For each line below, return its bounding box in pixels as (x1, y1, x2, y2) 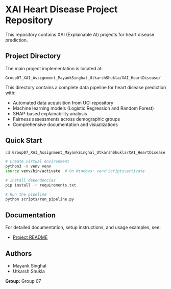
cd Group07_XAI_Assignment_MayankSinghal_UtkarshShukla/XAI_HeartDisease (5, 150, 166, 155)
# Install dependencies (5, 178, 56, 183)
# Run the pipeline (5, 192, 47, 197)
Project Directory (5, 52, 61, 60)
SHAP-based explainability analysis (12, 110, 87, 116)
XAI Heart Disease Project (5, 4, 118, 15)
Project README (12, 234, 48, 240)
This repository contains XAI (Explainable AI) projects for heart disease (5, 31, 155, 37)
